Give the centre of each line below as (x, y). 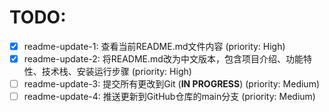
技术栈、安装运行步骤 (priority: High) (116, 72)
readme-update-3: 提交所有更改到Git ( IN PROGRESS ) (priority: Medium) (172, 84)
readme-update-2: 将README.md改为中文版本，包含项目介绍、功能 (163, 59)
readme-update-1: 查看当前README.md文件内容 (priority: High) (154, 46)
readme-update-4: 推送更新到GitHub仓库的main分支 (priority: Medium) (169, 97)
